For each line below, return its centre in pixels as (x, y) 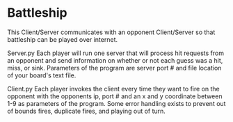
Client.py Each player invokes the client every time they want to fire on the (114, 89)
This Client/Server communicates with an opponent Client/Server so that (111, 32)
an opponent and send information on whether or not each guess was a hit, (115, 60)
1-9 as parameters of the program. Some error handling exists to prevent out (116, 103)
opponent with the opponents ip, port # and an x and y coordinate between (115, 96)
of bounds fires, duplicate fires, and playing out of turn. (86, 111)
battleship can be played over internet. (63, 39)
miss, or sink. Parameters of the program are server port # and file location (114, 68)
